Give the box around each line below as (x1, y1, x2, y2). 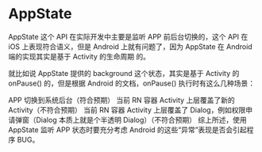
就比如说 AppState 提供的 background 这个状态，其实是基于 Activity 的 (8, 68, 240, 78)
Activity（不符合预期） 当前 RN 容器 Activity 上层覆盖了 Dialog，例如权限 (8, 104, 246, 115)
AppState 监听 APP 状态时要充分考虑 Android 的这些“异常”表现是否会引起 (8, 124, 248, 135)
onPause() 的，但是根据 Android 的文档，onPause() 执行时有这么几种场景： (8, 78, 256, 88)
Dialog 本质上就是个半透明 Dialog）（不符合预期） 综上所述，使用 (35, 115, 248, 124)
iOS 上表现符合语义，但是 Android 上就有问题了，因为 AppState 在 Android (8, 41, 252, 51)
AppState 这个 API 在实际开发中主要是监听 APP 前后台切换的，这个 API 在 (8, 32, 249, 41)
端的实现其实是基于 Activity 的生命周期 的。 (8, 51, 151, 61)
